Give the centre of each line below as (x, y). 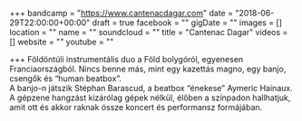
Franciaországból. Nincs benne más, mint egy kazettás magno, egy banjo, (148, 69)
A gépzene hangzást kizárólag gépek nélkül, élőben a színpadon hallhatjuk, (150, 98)
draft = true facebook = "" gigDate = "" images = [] (187, 23)
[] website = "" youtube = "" (62, 42)
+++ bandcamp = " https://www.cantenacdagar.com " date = (122, 13)
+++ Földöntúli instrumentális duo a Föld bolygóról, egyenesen (127, 59)
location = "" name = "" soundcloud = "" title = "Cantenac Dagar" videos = (149, 32)
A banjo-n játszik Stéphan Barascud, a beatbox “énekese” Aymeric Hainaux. (151, 88)
